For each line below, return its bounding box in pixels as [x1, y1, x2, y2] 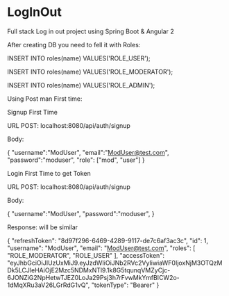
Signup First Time [7, 108, 58, 116]
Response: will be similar [7, 223, 78, 231]
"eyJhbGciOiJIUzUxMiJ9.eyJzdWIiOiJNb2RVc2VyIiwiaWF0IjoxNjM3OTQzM [7, 258, 223, 267]
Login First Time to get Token [7, 169, 92, 177]
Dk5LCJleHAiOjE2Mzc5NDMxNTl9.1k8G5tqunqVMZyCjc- [7, 265, 171, 274]
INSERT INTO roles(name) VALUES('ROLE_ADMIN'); [7, 81, 155, 89]
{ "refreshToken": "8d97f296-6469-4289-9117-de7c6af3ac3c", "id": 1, [7, 236, 208, 245]
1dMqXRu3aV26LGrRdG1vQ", [7, 281, 90, 289]
